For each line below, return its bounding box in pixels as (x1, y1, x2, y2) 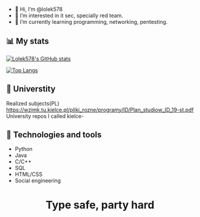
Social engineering (14, 177, 61, 184)
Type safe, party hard (45, 198, 155, 212)
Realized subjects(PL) (6, 100, 60, 107)
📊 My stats (6, 36, 49, 46)
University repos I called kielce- (6, 112, 85, 119)
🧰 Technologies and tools (6, 130, 102, 140)
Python (14, 145, 33, 153)
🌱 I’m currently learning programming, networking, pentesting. (14, 18, 168, 25)
